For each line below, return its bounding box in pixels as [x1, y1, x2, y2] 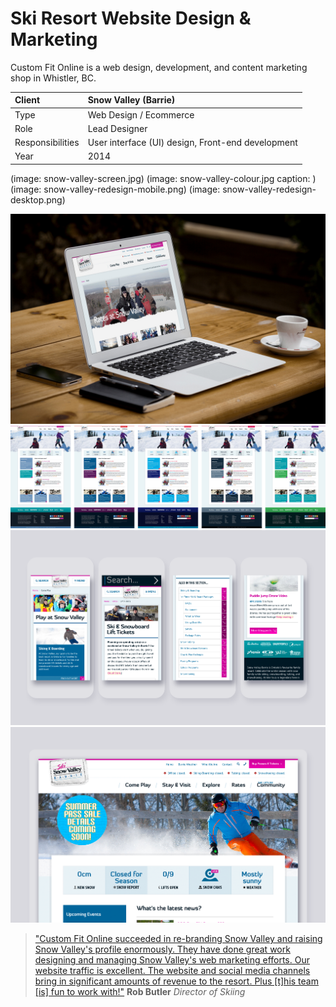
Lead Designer [87, 122, 148, 134]
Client [14, 94, 41, 106]
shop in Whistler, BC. [10, 72, 97, 84]
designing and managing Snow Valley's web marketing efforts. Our [34, 954, 310, 966]
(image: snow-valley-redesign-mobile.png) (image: [10, 183, 221, 195]
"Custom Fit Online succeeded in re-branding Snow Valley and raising [34, 933, 323, 945]
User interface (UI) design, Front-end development [87, 137, 298, 149]
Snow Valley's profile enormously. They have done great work [34, 943, 291, 956]
